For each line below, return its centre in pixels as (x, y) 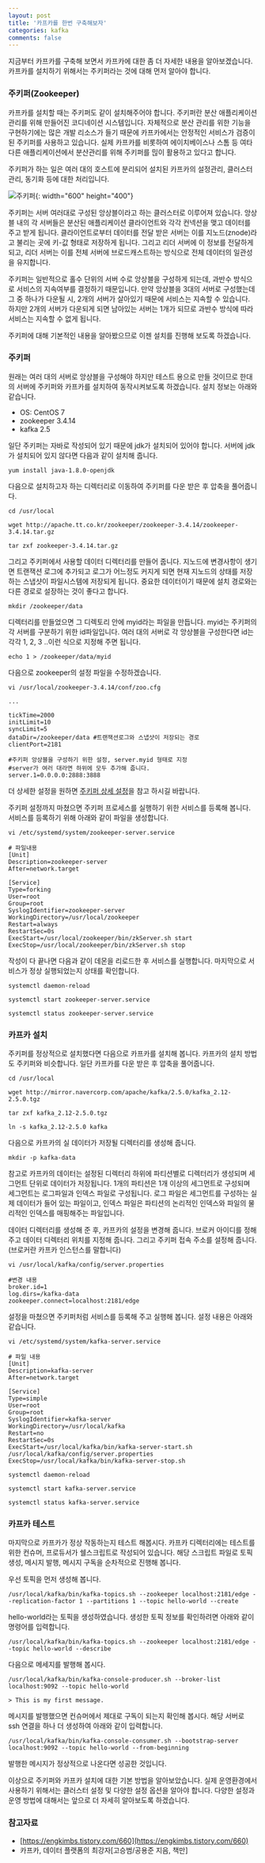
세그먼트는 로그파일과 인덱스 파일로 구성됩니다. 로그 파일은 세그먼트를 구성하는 (129, 1193)
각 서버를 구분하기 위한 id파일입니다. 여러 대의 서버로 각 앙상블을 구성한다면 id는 (131, 632)
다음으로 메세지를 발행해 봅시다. (57, 1665)
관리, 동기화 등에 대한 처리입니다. (59, 178)
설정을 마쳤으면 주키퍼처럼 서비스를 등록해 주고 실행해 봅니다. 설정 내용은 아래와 (131, 1317)
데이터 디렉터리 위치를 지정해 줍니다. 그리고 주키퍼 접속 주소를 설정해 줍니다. (140, 1240)
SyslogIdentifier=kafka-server (60, 1420)
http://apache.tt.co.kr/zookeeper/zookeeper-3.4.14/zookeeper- (132, 525)
